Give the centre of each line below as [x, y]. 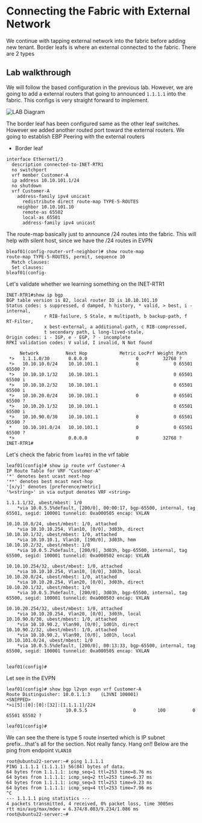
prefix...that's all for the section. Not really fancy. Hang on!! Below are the [97, 744]
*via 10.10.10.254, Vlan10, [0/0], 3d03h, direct [81, 529]
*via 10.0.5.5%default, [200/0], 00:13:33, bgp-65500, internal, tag [106, 646]
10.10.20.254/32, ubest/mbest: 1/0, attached [64, 608]
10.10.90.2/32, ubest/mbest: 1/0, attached [62, 630]
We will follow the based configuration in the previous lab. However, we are [99, 87]
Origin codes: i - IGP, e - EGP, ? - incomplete [68, 337]
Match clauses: [31, 262]
